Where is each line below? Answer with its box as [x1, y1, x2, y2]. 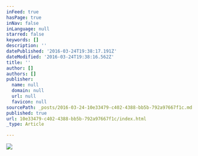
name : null [11, 82, 39, 88]
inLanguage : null [6, 25, 50, 32]
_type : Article [6, 122, 45, 128]
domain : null [11, 88, 45, 94]
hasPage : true [6, 15, 42, 21]
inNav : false [6, 20, 39, 26]
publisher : [6, 76, 34, 82]
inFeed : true [6, 8, 39, 15]
